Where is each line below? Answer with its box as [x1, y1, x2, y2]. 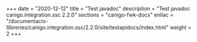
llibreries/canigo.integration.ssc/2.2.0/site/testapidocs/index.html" [6, 24, 169, 31]
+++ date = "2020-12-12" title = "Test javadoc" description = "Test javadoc [6, 5, 190, 12]
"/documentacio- [6, 18, 49, 24]
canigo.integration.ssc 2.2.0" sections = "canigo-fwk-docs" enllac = [6, 11, 174, 18]
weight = [170, 24, 192, 31]
